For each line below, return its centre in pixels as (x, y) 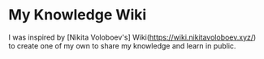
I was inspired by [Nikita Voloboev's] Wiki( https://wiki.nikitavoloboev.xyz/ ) (132, 37)
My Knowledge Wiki (78, 15)
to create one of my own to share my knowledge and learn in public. (122, 45)
